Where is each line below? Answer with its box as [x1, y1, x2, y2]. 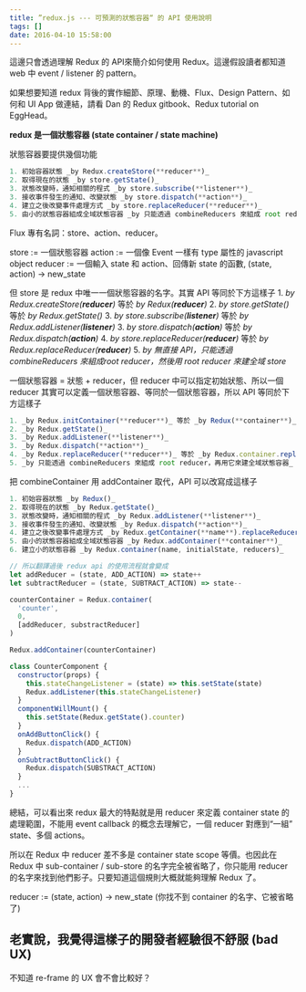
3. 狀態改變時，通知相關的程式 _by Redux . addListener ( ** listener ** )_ [9, 511, 261, 520]
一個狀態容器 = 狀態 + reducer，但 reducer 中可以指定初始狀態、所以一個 [9, 375, 284, 386]
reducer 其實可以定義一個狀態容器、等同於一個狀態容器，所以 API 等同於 [9, 386, 282, 397]
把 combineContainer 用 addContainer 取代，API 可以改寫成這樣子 [9, 475, 258, 486]
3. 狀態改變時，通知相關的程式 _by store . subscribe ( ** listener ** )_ [9, 184, 253, 193]
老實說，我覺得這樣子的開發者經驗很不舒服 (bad [9, 932, 279, 947]
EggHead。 [9, 110, 53, 121]
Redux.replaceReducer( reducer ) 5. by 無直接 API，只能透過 [9, 344, 234, 355]
